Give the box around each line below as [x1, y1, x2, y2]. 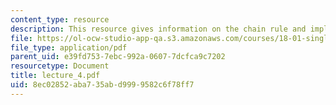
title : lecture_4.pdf [10, 71, 101, 81]
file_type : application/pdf [10, 42, 128, 53]
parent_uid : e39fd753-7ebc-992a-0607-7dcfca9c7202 [10, 52, 226, 62]
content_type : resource [10, 14, 110, 25]
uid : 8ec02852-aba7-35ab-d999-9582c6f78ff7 [10, 80, 195, 90]
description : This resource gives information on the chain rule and [10, 24, 307, 34]
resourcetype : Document [10, 61, 110, 71]
